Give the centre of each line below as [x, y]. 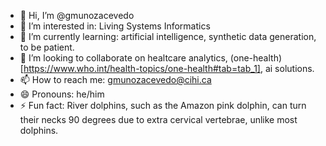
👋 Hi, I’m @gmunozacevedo [77, 15]
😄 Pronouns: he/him [62, 94]
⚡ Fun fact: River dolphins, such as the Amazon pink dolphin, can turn [163, 105]
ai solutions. [289, 68]
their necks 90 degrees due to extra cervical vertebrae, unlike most [158, 119]
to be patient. [47, 47]
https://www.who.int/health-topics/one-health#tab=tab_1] [142, 68]
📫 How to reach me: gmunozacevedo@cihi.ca [115, 79]
